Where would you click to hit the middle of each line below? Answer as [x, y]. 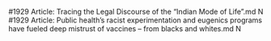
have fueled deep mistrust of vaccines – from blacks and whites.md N [125, 29]
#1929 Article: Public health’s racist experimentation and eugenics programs [135, 20]
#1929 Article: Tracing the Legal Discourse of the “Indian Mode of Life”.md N [136, 12]
